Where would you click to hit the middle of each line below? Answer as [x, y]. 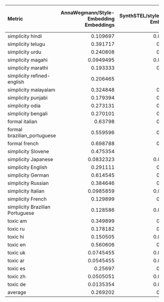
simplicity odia [24, 106]
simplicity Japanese [31, 159]
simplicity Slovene [28, 151]
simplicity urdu [24, 52]
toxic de [17, 284]
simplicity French [27, 199]
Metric [15, 19]
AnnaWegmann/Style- [88, 13]
